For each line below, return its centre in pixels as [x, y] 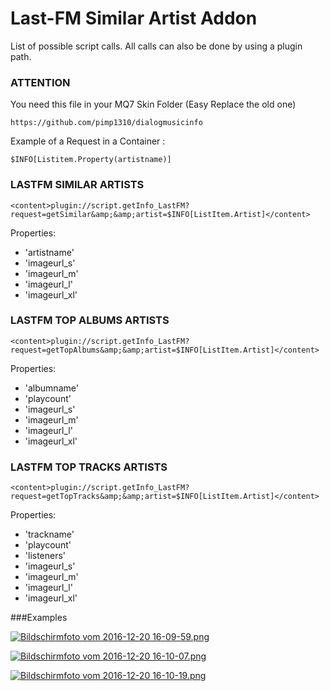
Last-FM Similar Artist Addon [134, 18]
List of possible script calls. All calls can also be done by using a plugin [156, 46]
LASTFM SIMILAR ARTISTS [77, 185]
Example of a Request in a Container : [88, 141]
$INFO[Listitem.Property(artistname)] [91, 160]
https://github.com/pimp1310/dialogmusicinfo [106, 123]
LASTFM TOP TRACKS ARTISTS [89, 467]
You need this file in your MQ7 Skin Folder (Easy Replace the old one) [153, 104]
